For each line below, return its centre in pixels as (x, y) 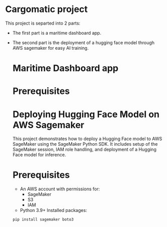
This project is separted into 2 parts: (43, 23)
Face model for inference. (39, 155)
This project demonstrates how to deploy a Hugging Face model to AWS (87, 139)
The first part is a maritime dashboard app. (57, 33)
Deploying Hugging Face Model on (86, 114)
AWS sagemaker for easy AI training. (51, 48)
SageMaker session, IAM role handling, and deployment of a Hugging (85, 150)
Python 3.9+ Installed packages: (53, 210)
